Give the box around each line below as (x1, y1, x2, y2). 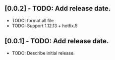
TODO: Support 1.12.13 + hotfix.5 (11, 23, 78, 29)
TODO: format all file (11, 17, 54, 23)
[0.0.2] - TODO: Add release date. (4, 4, 111, 13)
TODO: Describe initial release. (11, 50, 75, 56)
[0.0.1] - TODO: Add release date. (4, 37, 109, 45)
